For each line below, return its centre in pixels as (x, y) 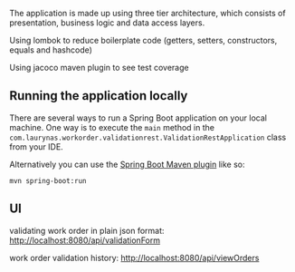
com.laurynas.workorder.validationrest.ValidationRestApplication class (148, 137)
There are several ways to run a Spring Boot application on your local (138, 118)
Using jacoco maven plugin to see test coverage (99, 68)
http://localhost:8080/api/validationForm (85, 240)
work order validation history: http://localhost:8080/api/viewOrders (134, 257)
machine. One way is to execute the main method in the (112, 127)
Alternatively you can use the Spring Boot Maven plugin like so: (128, 164)
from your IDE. (36, 146)
